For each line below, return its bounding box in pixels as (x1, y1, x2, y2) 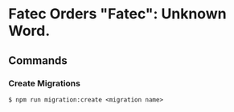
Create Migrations (8, 78, 80, 89)
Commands (8, 54, 68, 67)
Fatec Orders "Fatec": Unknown (8, 5, 227, 23)
